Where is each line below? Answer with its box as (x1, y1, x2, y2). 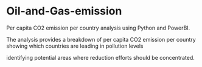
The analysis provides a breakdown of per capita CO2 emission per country (6, 36, 196, 43)
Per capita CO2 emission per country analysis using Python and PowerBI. (6, 24, 190, 31)
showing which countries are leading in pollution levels (6, 42, 144, 49)
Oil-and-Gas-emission (6, 4, 122, 18)
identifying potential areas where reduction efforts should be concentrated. (6, 54, 195, 61)
